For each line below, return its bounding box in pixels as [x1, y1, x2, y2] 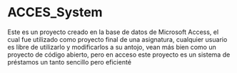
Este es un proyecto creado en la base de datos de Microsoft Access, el [7, 28, 219, 36]
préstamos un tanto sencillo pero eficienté [7, 57, 132, 66]
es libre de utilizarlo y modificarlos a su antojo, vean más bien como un [7, 43, 216, 51]
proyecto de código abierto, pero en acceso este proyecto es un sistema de [7, 50, 231, 59]
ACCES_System [7, 4, 103, 21]
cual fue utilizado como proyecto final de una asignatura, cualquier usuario [7, 35, 228, 43]
